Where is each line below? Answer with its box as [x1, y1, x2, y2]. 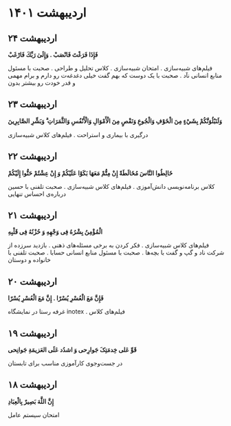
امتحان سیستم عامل [8, 410, 60, 418]
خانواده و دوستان [8, 256, 51, 264]
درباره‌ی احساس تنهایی [8, 190, 66, 198]
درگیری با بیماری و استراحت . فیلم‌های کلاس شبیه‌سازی [8, 130, 148, 139]
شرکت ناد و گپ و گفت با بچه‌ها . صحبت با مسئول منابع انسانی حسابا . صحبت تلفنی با [8, 248, 225, 256]
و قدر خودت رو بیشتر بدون [8, 79, 76, 87]
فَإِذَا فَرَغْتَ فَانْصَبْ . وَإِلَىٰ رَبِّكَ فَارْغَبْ [8, 50, 98, 59]
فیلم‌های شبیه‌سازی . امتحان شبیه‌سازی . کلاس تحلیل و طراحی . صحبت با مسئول [8, 64, 212, 72]
